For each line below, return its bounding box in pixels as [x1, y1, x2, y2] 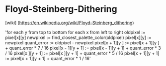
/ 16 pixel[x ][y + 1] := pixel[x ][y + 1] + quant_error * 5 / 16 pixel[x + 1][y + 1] [5, 50, 160, 56]
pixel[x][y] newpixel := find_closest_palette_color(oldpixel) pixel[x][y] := [5, 34, 152, 40]
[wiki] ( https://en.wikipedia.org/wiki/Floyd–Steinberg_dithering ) [5, 20, 134, 26]
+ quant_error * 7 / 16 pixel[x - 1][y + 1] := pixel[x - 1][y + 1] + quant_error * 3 [5, 45, 161, 51]
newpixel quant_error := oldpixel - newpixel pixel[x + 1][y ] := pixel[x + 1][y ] [5, 39, 160, 45]
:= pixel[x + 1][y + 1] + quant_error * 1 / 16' [5, 55, 91, 61]
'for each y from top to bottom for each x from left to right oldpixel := [5, 29, 146, 35]
